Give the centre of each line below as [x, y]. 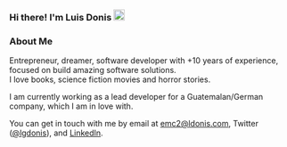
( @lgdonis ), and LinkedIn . [57, 133]
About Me [31, 41]
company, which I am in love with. [71, 106]
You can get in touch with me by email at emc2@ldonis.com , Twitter [134, 124]
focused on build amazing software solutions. [93, 70]
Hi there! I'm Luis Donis [61, 17]
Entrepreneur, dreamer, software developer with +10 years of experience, [144, 61]
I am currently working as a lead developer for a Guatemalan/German [136, 97]
